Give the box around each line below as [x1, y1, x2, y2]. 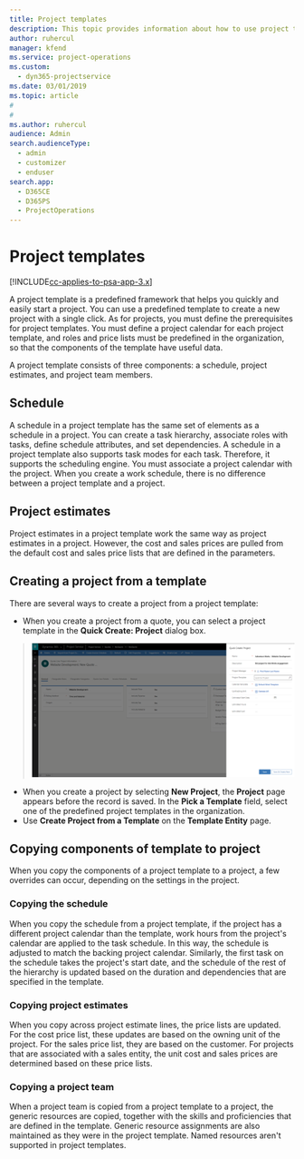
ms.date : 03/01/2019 [9, 82, 88, 91]
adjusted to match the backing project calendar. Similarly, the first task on [9, 947, 284, 958]
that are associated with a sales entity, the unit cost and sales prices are [9, 1048, 279, 1059]
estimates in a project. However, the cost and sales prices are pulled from [9, 537, 283, 548]
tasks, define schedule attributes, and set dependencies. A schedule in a [9, 438, 281, 449]
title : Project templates [9, 15, 107, 24]
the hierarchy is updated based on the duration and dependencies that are [9, 967, 287, 977]
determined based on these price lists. [9, 1058, 153, 1069]
